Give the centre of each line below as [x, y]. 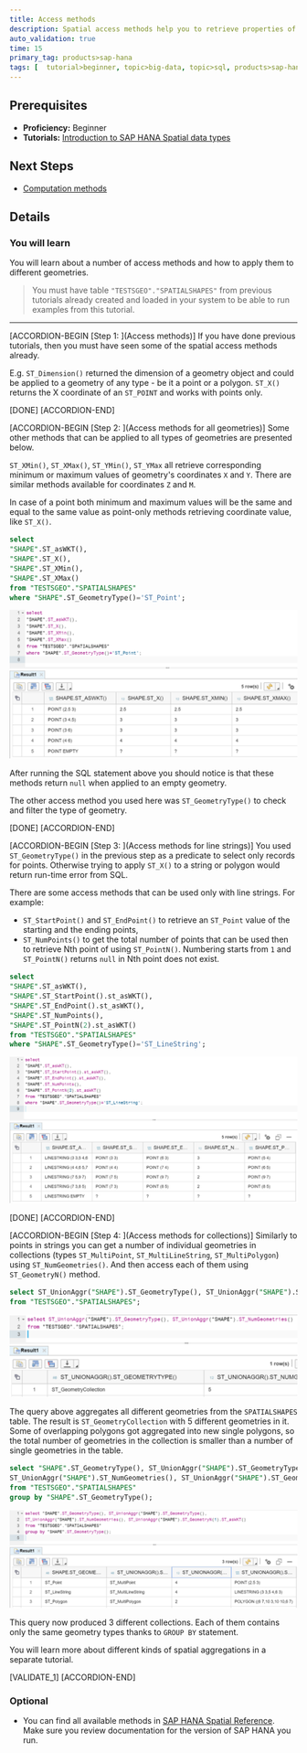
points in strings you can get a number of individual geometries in [133, 1245]
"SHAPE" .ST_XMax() [44, 578]
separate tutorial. [42, 1659]
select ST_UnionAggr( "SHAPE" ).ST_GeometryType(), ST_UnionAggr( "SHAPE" [148, 1292]
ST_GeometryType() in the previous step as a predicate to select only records [152, 856]
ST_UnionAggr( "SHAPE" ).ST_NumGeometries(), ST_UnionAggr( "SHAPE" [136, 1478]
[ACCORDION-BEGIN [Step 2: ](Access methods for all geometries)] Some [149, 428]
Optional [29, 1701]
